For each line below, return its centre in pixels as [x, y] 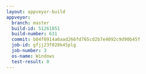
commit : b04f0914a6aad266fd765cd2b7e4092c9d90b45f [76, 39]
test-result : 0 [31, 61]
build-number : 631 [35, 34]
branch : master [31, 23]
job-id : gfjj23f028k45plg [44, 45]
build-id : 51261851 [36, 28]
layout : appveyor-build [36, 12]
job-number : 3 [29, 51]
